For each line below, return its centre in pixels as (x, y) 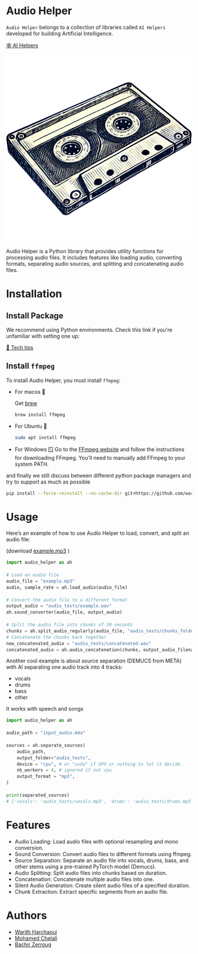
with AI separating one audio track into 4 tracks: (64, 667)
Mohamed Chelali (36, 938)
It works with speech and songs (45, 709)
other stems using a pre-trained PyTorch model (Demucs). (85, 867)
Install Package (35, 316)
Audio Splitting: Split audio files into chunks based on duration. (91, 873)
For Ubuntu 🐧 (31, 426)
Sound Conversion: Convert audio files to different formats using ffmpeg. (103, 854)
